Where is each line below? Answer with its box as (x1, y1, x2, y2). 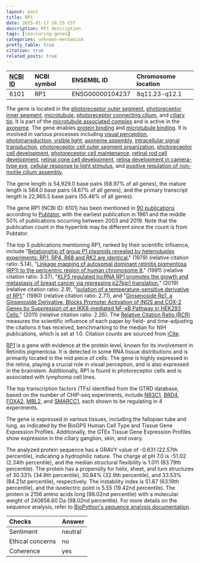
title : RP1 (6, 14, 33, 20)
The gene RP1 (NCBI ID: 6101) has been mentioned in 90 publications (6, 204, 175, 211)
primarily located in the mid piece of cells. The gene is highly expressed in (6, 354, 189, 361)
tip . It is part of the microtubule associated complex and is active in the (6, 118, 180, 125)
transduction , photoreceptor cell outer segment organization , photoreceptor (6, 143, 192, 150)
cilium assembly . (23, 168, 64, 176)
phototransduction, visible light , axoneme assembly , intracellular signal (6, 137, 180, 144)
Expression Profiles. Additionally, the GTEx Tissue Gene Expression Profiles (6, 428, 192, 435)
